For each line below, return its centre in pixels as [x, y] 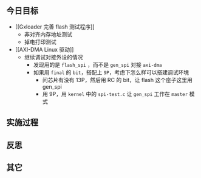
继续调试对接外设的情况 [53, 57]
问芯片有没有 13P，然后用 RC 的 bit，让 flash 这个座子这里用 [117, 80]
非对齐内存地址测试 [48, 34]
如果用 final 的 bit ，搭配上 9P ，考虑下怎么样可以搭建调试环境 [111, 72]
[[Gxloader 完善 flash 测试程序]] [55, 27]
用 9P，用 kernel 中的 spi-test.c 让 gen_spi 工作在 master [115, 94]
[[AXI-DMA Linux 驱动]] [44, 49]
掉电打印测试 [40, 42]
